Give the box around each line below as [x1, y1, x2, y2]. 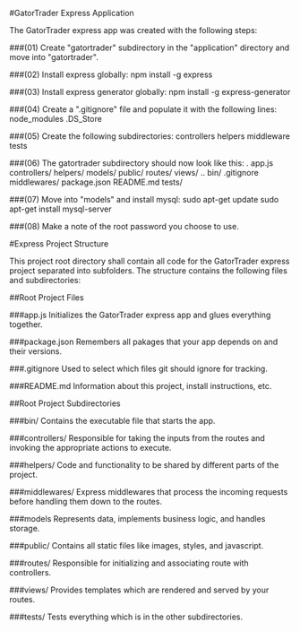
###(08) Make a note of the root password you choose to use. [9, 221, 239, 231]
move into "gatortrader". [9, 52, 99, 62]
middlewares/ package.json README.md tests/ [9, 177, 184, 187]
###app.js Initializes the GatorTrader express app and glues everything [9, 309, 271, 320]
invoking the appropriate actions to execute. [9, 443, 172, 453]
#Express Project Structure [9, 238, 109, 249]
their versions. [9, 346, 63, 357]
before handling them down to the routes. [9, 497, 163, 506]
